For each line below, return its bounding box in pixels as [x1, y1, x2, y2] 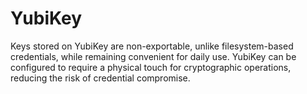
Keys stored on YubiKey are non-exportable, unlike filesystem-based [10, 40, 294, 52]
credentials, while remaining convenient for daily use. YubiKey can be [10, 50, 297, 62]
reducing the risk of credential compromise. [10, 72, 191, 84]
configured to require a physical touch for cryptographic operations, [10, 61, 292, 73]
